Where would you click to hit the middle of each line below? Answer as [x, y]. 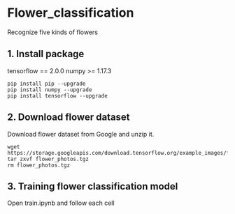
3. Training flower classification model [93, 186]
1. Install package [46, 54]
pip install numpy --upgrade [50, 90]
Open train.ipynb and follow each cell [61, 203]
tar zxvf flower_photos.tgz [48, 159]
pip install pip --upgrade [47, 84]
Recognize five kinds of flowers [52, 32]
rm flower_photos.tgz [39, 165]
